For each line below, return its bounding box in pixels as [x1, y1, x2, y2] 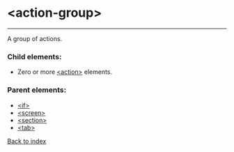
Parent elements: [7, 85, 67, 95]
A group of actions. [7, 34, 63, 43]
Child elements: [7, 52, 62, 61]
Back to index [7, 137, 47, 145]
